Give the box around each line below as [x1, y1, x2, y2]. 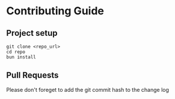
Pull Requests [6, 70, 59, 81]
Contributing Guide [6, 4, 104, 18]
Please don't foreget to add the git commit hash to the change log [6, 86, 170, 93]
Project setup [6, 28, 58, 38]
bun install [6, 54, 36, 60]
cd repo [6, 49, 26, 55]
